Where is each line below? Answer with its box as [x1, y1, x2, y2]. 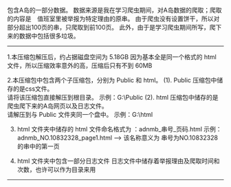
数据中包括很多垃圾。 [19, 32, 80, 40]
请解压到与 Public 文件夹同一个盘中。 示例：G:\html [7, 111, 153, 118]
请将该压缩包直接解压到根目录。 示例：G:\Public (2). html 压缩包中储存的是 [7, 93, 219, 101]
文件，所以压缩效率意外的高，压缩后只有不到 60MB [7, 61, 153, 69]
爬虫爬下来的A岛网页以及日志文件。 [7, 102, 108, 110]
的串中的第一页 [16, 142, 60, 150]
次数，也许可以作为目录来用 [16, 166, 96, 173]
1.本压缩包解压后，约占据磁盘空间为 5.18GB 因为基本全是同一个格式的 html [7, 53, 217, 60]
